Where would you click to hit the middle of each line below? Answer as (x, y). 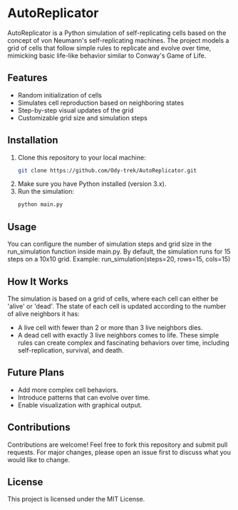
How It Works (38, 282)
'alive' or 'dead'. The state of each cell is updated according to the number (117, 306)
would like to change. (38, 459)
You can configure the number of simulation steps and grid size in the (110, 244)
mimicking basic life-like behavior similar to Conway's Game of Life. (107, 56)
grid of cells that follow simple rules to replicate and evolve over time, (109, 48)
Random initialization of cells (59, 95)
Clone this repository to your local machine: (82, 157)
